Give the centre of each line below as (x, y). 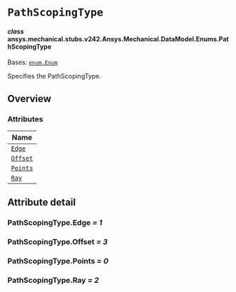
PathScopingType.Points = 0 (58, 261)
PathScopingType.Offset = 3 (58, 242)
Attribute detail (42, 202)
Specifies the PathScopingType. (55, 76)
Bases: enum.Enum (33, 62)
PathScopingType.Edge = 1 (55, 223)
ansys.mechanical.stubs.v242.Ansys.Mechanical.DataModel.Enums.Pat (118, 39)
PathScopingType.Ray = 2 (53, 281)
